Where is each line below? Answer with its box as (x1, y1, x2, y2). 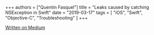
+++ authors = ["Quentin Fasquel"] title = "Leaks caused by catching (5, 4, 149, 10)
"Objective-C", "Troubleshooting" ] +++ (5, 15, 88, 20)
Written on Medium (5, 24, 46, 30)
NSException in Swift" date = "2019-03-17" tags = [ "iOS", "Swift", (5, 9, 143, 15)
